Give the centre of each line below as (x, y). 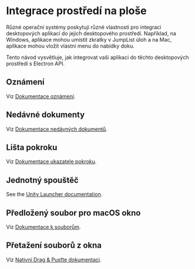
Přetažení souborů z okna (54, 245)
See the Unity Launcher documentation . (54, 194)
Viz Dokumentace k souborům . (43, 227)
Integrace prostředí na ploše (76, 11)
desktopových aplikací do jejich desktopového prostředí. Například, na (91, 33)
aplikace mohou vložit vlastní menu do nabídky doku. (70, 46)
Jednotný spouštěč (43, 180)
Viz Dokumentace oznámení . (41, 96)
